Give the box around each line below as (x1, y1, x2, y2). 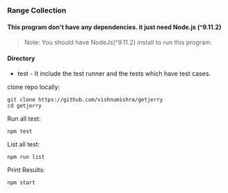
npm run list (7, 153, 45, 161)
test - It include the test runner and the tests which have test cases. (17, 69, 211, 78)
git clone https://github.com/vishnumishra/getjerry (7, 96, 163, 103)
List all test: (7, 140, 40, 149)
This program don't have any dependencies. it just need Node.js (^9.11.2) (7, 23, 222, 31)
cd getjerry (7, 103, 42, 110)
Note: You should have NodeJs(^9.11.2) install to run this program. (24, 38, 213, 47)
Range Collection (7, 6, 67, 15)
